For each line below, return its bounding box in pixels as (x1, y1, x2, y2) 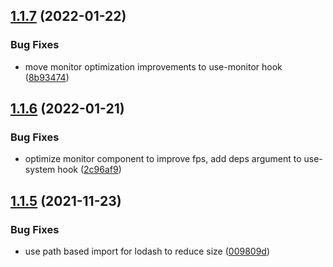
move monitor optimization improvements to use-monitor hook (24, 60, 283, 73)
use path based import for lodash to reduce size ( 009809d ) (24, 245, 271, 258)
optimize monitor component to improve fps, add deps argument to (24, 153, 302, 165)
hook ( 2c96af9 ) (57, 164, 122, 176)
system (24, 164, 56, 176)
